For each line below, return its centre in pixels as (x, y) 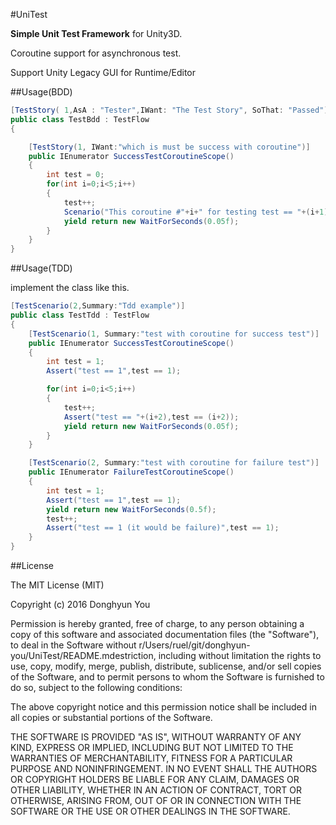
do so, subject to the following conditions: (96, 687)
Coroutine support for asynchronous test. (96, 53)
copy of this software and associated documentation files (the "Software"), (165, 634)
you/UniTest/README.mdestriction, (83, 655)
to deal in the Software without (73, 645)
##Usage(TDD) (41, 268)
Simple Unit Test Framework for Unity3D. (96, 33)
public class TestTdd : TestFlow (80, 315)
